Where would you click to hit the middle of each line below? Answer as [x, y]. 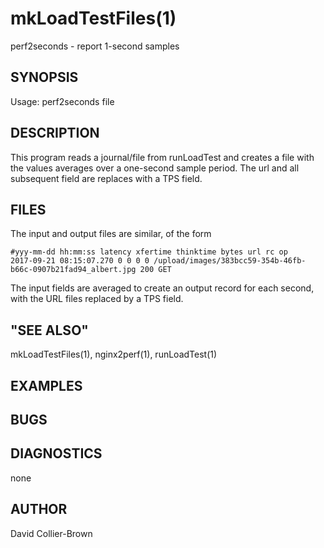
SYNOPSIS [44, 77]
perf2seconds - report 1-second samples [95, 46]
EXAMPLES [46, 385]
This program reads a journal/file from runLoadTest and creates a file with [162, 157]
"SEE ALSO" [49, 330]
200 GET [155, 270]
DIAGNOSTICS [56, 453]
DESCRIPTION [55, 133]
